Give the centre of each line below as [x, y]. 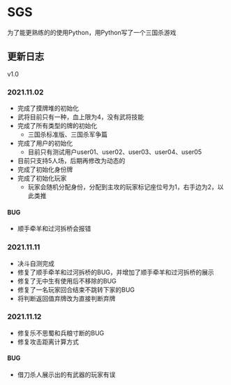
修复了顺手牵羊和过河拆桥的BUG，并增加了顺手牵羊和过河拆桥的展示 [115, 272]
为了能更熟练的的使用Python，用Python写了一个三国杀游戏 [92, 32]
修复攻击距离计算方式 [48, 342]
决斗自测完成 [36, 263]
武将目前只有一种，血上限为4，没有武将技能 [81, 117]
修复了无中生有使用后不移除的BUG [67, 281]
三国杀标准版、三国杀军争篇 [68, 134]
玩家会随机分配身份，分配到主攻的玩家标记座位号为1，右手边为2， [122, 187]
